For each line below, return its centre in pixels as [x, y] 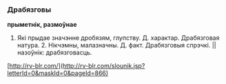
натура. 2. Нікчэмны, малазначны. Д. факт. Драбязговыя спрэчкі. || [116, 45]
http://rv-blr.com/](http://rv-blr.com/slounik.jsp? [77, 66]
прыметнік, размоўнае [42, 25]
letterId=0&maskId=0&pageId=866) [58, 73]
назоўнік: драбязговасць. [54, 52]
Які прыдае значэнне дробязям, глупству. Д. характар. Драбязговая [118, 38]
